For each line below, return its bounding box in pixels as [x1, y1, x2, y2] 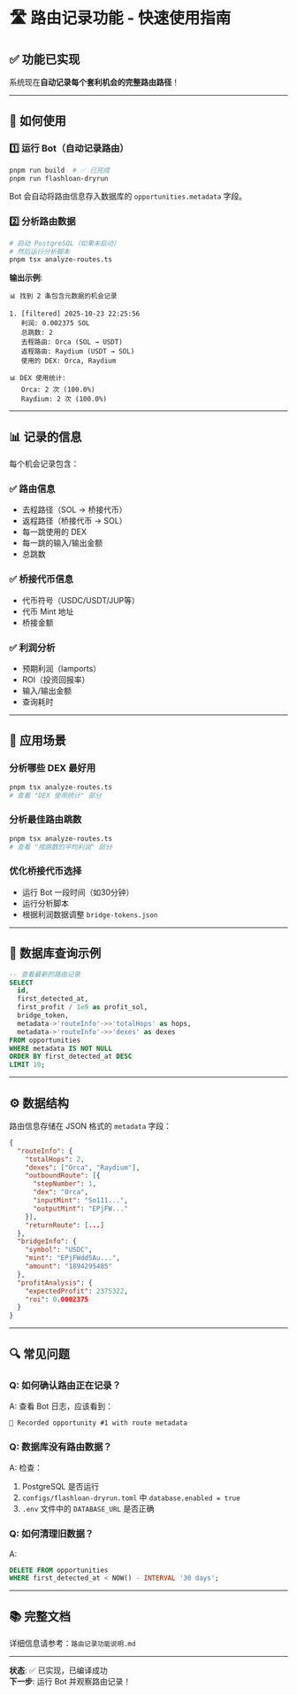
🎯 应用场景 [9, 733, 66, 749]
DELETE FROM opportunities [9, 1566, 109, 1574]
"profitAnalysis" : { [17, 1278, 93, 1287]
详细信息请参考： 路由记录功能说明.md [9, 1638, 136, 1649]
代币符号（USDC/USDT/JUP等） [21, 595, 140, 605]
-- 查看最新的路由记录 [9, 969, 81, 979]
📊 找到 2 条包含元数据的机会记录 [9, 292, 118, 301]
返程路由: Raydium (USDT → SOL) [20, 347, 135, 356]
